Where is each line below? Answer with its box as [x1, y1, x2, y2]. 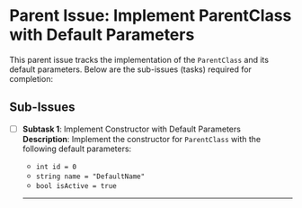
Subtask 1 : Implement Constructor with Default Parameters [22, 123, 241, 134]
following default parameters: [22, 143, 132, 154]
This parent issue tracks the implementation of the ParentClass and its [9, 54, 270, 65]
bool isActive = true [35, 181, 117, 190]
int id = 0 [35, 162, 77, 171]
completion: [9, 73, 54, 84]
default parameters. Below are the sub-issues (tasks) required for [9, 64, 252, 75]
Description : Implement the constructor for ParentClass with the [22, 133, 262, 144]
